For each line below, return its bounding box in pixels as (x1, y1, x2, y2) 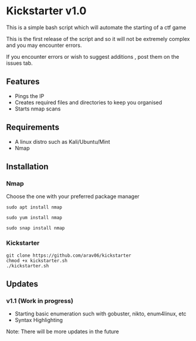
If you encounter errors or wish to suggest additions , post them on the (6, 53, 179, 60)
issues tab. (6, 59, 33, 67)
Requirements (6, 122, 59, 132)
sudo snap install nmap (6, 225, 65, 231)
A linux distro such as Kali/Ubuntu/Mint (14, 138, 110, 145)
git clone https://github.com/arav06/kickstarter (6, 252, 132, 258)
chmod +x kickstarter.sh (6, 257, 68, 264)
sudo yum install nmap (6, 215, 62, 221)
